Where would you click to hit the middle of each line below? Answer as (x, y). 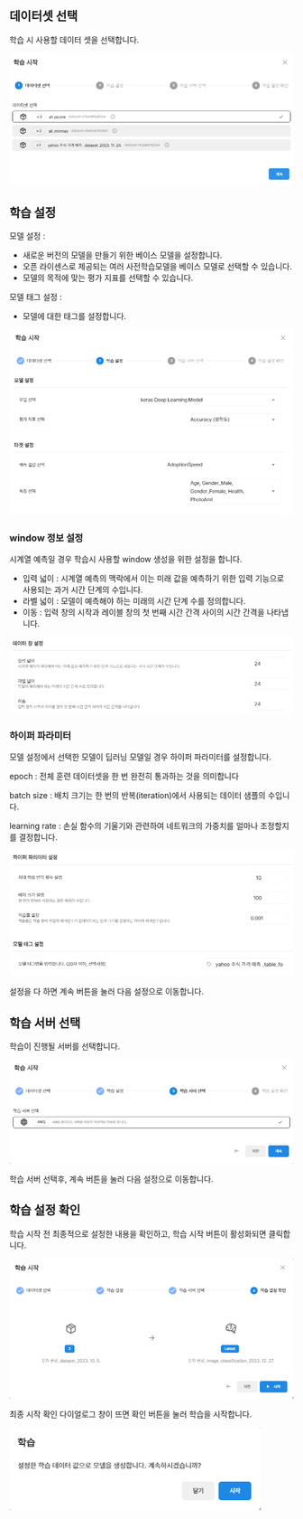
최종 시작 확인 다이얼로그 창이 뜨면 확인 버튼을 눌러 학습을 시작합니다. (131, 1414)
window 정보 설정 (46, 538)
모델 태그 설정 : (36, 297)
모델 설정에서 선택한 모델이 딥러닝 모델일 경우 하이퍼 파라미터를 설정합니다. (141, 757)
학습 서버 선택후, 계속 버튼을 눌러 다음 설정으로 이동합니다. (111, 1179)
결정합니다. (38, 837)
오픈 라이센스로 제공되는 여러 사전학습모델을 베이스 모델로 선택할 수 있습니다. (157, 267)
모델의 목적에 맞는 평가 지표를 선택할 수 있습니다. (108, 278)
